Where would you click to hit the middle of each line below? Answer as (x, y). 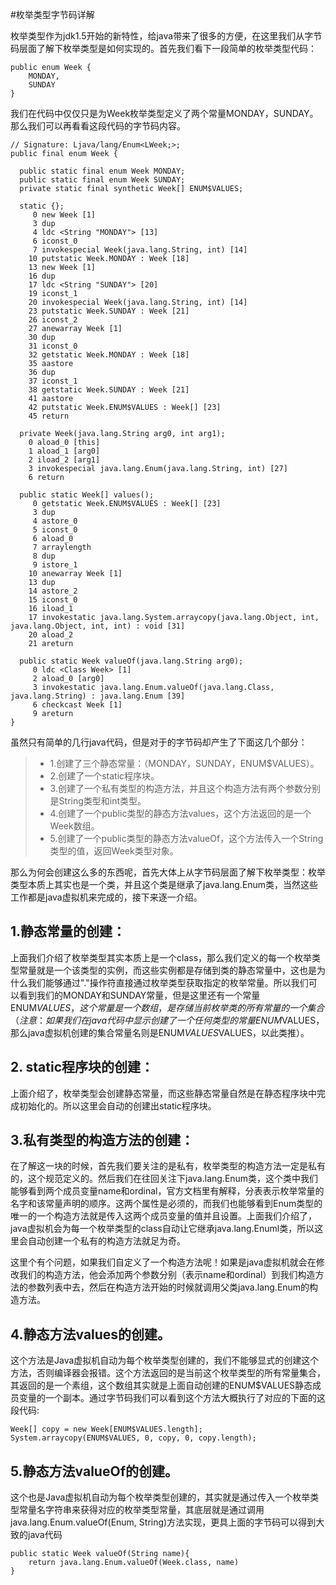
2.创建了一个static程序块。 (104, 776)
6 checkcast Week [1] (77, 705)
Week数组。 (74, 826)
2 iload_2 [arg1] (64, 460)
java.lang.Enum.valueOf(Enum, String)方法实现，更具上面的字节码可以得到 (163, 1522)
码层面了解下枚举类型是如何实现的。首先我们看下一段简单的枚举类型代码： (163, 48)
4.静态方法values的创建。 (91, 1334)
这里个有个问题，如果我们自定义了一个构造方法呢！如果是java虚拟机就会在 (163, 1262)
